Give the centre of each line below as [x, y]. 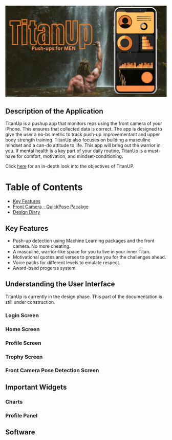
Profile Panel [21, 415]
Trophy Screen [24, 357]
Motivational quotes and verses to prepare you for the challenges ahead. [89, 257]
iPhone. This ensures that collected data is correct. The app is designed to [84, 129]
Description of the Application [54, 111]
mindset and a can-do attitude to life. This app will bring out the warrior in [83, 145]
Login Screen [22, 315]
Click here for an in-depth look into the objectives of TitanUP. [70, 166]
